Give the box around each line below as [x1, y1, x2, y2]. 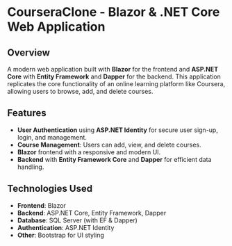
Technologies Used [7, 183, 92, 195]
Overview [7, 47, 51, 58]
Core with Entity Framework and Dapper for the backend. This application [7, 72, 221, 81]
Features [7, 107, 47, 119]
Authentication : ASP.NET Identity [17, 223, 115, 231]
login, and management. [17, 133, 87, 141]
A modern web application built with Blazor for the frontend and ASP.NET [7, 65, 219, 73]
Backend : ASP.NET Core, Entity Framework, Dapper [17, 208, 167, 217]
